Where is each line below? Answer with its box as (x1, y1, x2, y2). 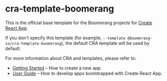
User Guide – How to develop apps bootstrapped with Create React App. (12, 70, 162, 76)
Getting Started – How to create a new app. (12, 65, 102, 71)
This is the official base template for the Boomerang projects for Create (5, 20, 152, 26)
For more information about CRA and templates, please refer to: (5, 55, 136, 61)
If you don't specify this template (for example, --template (5, 35, 126, 41)
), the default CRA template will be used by (61, 40, 149, 46)
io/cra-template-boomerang (5, 41, 62, 46)
